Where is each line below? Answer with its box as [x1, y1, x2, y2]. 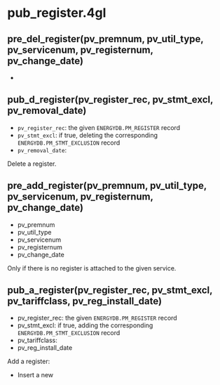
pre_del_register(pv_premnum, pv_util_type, [7, 33, 204, 45]
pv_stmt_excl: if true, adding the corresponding [17, 321, 153, 329]
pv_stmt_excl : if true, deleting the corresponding [17, 131, 158, 139]
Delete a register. [7, 159, 57, 168]
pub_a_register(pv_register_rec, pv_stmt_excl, [7, 285, 213, 296]
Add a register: [7, 357, 50, 366]
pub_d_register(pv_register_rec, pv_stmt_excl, [7, 93, 214, 106]
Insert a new [17, 371, 54, 379]
